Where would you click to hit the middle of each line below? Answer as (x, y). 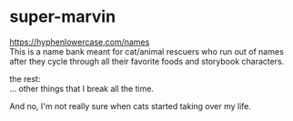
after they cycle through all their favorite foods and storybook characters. (147, 61)
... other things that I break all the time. (82, 88)
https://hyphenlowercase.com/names (80, 42)
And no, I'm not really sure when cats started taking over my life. (131, 106)
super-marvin (63, 17)
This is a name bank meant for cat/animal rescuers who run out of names (146, 51)
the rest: (25, 78)
